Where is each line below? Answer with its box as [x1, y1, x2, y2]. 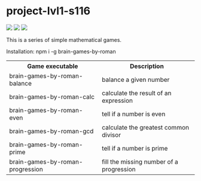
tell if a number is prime [101, 144, 168, 152]
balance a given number [101, 75, 170, 84]
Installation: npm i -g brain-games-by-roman [6, 48, 116, 55]
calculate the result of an [101, 88, 172, 97]
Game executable [26, 62, 78, 70]
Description [129, 62, 165, 70]
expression [101, 96, 133, 105]
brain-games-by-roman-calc [9, 93, 95, 101]
